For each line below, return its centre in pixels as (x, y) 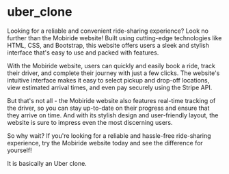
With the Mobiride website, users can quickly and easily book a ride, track (111, 66)
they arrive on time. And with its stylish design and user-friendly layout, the (113, 115)
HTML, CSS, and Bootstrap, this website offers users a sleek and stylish (108, 45)
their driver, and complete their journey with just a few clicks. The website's (113, 73)
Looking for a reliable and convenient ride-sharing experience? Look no (108, 31)
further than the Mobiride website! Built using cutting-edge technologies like (114, 38)
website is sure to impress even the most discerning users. (90, 122)
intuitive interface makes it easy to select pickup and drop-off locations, (108, 80)
